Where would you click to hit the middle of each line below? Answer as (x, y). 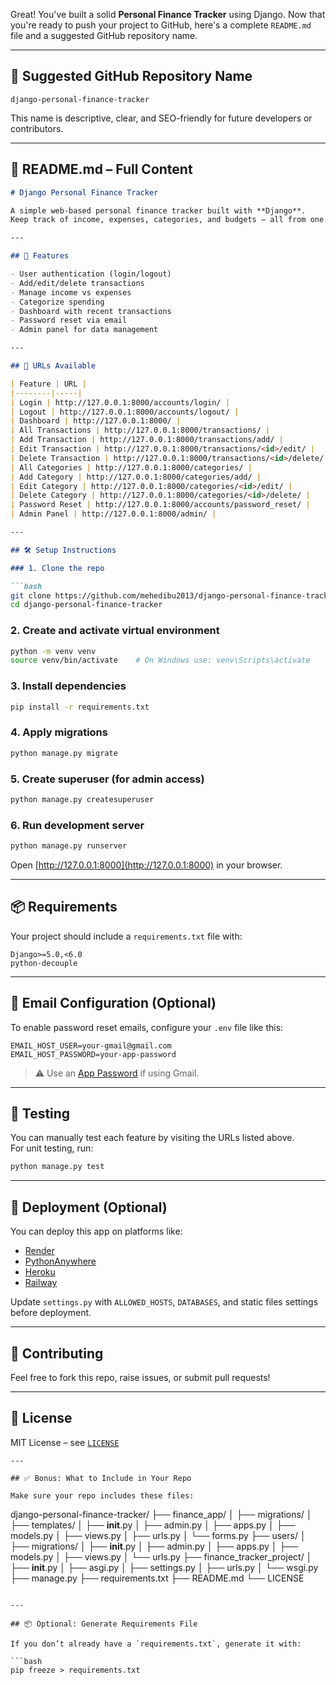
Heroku (40, 1272)
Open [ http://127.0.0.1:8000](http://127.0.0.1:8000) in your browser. (146, 865)
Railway (41, 1283)
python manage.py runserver (69, 846)
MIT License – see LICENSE (65, 1442)
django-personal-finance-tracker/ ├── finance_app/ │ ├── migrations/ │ (161, 1514)
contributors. (37, 128)
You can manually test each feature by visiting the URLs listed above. (152, 1138)
